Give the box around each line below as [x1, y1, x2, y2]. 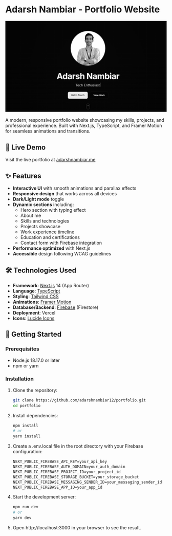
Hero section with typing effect [20, 207, 86, 213]
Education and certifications [20, 234, 80, 241]
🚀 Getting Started [5, 330, 62, 339]
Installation [5, 375, 34, 382]
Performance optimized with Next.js [12, 245, 91, 251]
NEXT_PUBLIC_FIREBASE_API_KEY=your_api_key [12, 459, 107, 465]
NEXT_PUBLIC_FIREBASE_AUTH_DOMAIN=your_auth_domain [12, 464, 125, 470]
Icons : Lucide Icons [12, 315, 55, 321]
